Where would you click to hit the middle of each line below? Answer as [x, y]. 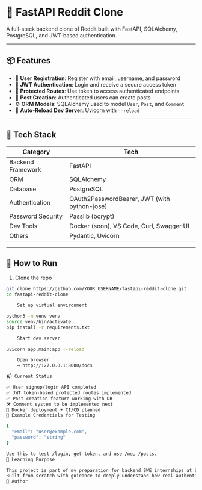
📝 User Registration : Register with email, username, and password [98, 78]
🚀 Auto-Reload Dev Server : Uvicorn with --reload [77, 110]
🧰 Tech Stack [31, 135]
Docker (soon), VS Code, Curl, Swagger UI [129, 226]
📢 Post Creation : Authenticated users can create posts [83, 97]
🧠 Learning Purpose [31, 459]
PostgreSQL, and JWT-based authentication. [62, 35]
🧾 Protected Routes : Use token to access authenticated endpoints [97, 91]
